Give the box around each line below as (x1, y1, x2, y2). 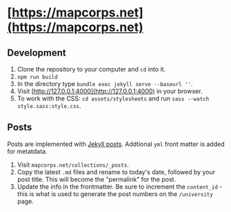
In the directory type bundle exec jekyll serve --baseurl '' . (17, 80, 193, 87)
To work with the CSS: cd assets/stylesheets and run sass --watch (17, 94, 210, 103)
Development (7, 47, 67, 59)
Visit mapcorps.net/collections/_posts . (17, 160, 130, 169)
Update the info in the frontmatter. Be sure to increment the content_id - (17, 182, 223, 191)
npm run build (17, 74, 58, 81)
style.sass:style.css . (17, 102, 81, 109)
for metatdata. (7, 147, 48, 156)
